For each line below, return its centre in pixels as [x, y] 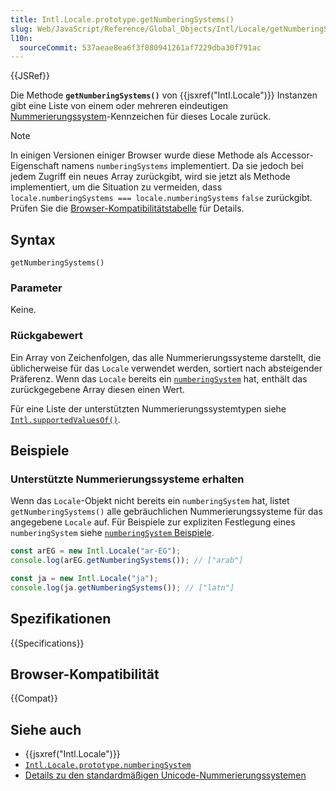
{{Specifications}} [47, 643]
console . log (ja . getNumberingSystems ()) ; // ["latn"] [122, 587]
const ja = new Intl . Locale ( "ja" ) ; [84, 579]
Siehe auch [46, 729]
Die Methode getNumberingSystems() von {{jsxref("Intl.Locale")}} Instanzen [164, 95]
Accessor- [292, 155]
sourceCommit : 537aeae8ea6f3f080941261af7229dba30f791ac [140, 47]
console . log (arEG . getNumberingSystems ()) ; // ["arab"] [127, 561]
